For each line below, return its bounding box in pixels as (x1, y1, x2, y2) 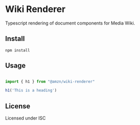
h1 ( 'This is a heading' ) (5, 88, 57, 93)
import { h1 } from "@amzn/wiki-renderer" (5, 79, 95, 84)
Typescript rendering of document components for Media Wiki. (5, 20, 135, 26)
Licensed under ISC (5, 115, 46, 121)
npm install (5, 47, 30, 53)
